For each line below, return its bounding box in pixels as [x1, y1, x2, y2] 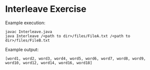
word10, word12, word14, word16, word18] [5, 60, 93, 65]
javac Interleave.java [5, 29, 52, 34]
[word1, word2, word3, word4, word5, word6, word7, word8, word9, [5, 56, 146, 61]
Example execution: [5, 20, 46, 26]
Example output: [5, 46, 39, 52]
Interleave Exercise [5, 3, 87, 15]
